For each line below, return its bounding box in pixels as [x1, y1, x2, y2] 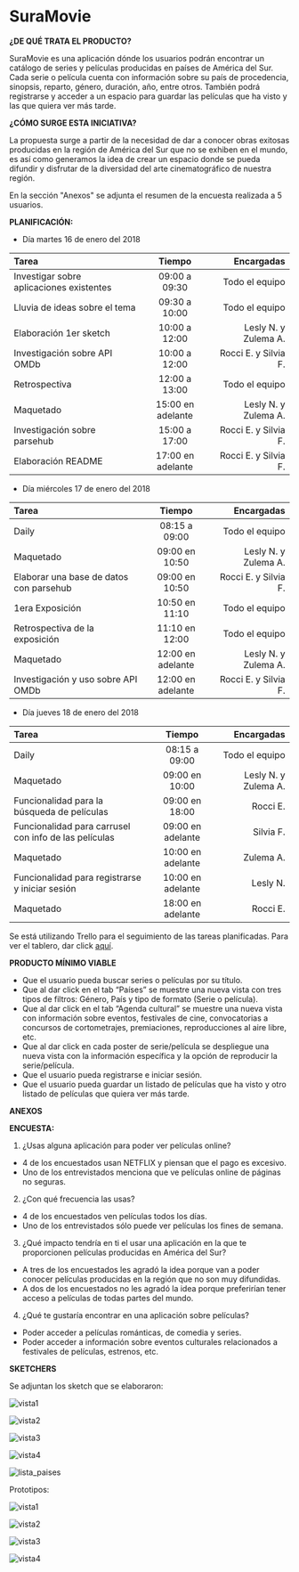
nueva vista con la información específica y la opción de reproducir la [21, 1050, 278, 1061]
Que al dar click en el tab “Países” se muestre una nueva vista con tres [21, 984, 282, 995]
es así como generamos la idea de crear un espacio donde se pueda [9, 153, 261, 164]
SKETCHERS [9, 1363, 57, 1373]
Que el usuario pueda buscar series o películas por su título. [21, 974, 243, 985]
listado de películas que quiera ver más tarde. [21, 1088, 190, 1099]
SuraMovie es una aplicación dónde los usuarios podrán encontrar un [9, 53, 265, 63]
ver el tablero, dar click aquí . [9, 940, 114, 950]
